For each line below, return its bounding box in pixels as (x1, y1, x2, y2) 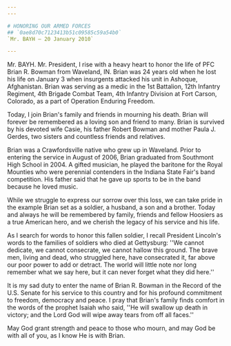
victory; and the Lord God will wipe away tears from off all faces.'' (7, 311, 194, 319)
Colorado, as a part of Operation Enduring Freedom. (7, 97, 155, 106)
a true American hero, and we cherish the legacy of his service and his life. (7, 218, 220, 227)
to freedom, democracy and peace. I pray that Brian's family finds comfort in (7, 296, 225, 305)
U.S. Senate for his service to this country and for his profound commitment (7, 289, 223, 297)
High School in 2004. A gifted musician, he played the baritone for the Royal (7, 160, 223, 169)
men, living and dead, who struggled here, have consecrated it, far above (7, 253, 216, 262)
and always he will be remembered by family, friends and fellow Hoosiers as (7, 211, 223, 219)
